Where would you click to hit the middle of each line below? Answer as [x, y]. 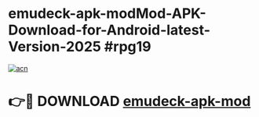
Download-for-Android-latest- [109, 30]
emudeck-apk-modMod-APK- [107, 14]
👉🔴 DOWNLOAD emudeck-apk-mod [129, 101]
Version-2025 [55, 47]
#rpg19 [128, 47]
